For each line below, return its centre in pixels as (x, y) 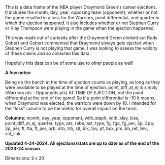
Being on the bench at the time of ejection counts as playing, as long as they (82, 82)
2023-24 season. (23, 148)
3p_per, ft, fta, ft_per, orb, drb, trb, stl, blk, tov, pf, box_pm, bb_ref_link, (77, 128)
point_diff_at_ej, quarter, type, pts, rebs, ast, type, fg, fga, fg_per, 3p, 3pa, (80, 123)
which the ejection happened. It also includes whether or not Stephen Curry (82, 23)
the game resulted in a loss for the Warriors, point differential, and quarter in (82, 18)
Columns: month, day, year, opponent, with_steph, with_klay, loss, (72, 118)
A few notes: (18, 73)
